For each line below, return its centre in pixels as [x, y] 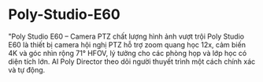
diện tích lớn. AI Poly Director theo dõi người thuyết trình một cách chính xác [132, 61]
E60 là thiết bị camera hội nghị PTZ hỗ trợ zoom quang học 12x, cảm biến [127, 44]
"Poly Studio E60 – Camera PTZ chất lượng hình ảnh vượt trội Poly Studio [126, 36]
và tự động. [27, 69]
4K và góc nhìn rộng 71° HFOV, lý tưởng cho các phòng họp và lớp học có [128, 53]
